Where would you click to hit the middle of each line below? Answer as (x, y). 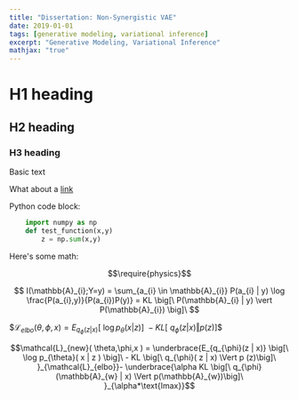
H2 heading (42, 127)
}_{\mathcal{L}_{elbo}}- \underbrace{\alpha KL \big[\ (134, 366)
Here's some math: (44, 256)
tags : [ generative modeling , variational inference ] (109, 34)
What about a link (41, 189)
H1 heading (51, 95)
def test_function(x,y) (69, 231)
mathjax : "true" (39, 51)
